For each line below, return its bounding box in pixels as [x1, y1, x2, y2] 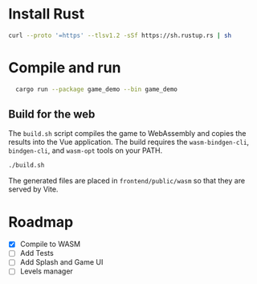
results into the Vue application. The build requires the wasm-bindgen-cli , [8, 138, 250, 147]
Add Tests [19, 249, 54, 258]
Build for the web [8, 108, 96, 121]
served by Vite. [8, 184, 59, 194]
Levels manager [19, 266, 74, 276]
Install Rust [8, 5, 85, 23]
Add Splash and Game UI [19, 257, 104, 267]
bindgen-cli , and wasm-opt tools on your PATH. [8, 146, 163, 155]
